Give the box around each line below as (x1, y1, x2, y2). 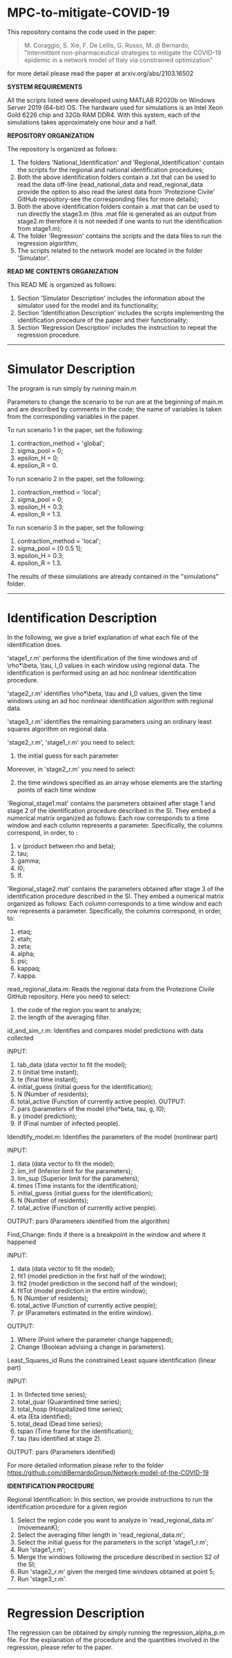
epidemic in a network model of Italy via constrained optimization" (23, 55, 213, 64)
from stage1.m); (17, 224, 62, 232)
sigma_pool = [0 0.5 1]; (17, 544, 83, 552)
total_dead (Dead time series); (17, 1419, 104, 1428)
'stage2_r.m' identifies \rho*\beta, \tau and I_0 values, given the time (7, 689, 202, 698)
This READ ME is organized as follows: (7, 280, 117, 288)
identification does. (7, 640, 62, 649)
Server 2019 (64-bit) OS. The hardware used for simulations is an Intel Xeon (7, 103, 223, 111)
